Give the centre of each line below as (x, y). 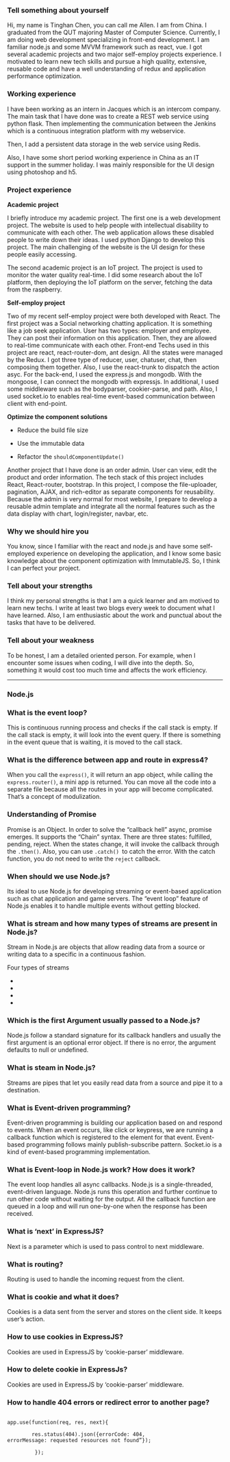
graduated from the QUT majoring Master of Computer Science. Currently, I (114, 32)
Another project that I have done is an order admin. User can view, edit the (112, 470)
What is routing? (35, 1264)
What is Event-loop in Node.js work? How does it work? (101, 1170)
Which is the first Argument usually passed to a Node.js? (104, 1020)
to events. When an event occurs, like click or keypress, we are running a (110, 1130)
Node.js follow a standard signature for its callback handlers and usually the (114, 1035)
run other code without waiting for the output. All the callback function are (112, 1199)
